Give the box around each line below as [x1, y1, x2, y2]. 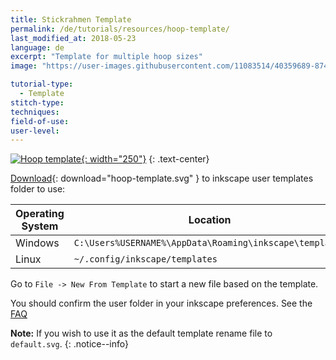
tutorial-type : [10, 79, 74, 90]
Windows [15, 236, 60, 250]
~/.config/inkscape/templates [73, 254, 218, 265]
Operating [15, 207, 65, 221]
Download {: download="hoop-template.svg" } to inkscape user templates [10, 172, 314, 185]
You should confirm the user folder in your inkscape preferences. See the [10, 297, 313, 310]
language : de [10, 42, 65, 53]
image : [10, 61, 38, 71]
